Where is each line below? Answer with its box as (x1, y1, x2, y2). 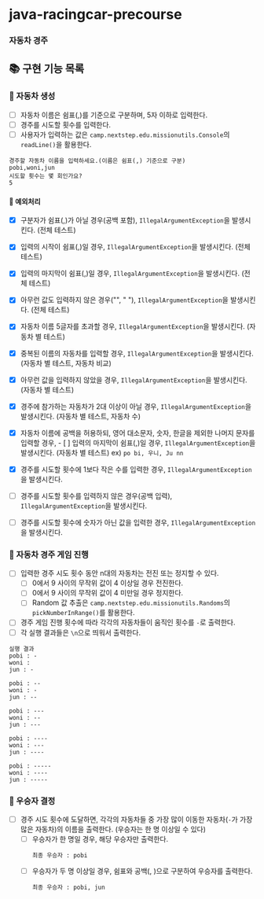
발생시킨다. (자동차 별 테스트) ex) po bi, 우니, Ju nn (20, 448, 184, 457)
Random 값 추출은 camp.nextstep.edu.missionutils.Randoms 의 (31, 598, 231, 607)
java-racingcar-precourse (9, 6, 183, 24)
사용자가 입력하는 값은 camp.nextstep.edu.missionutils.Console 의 (20, 130, 230, 139)
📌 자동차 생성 (9, 90, 56, 101)
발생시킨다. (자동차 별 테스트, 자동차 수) (20, 411, 141, 421)
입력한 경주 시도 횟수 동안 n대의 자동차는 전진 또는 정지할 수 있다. (20, 569, 219, 578)
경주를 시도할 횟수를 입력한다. (20, 120, 112, 129)
